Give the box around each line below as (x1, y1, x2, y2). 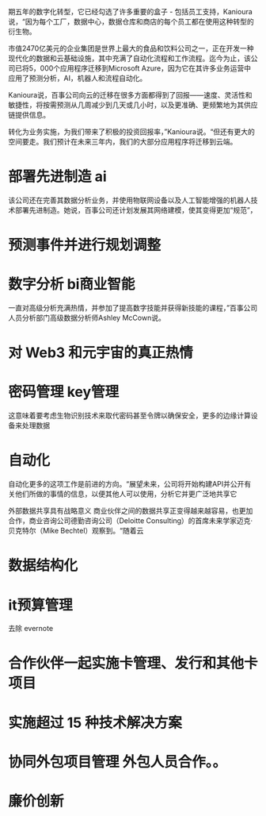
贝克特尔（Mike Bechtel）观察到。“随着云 (8, 526, 144, 536)
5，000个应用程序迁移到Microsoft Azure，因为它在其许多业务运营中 (28, 64, 252, 73)
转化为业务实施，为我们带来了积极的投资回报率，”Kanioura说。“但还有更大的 (8, 127, 256, 137)
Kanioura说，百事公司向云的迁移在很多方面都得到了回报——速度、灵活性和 (8, 90, 253, 99)
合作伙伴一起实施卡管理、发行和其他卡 (8, 654, 259, 672)
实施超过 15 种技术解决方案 (8, 714, 182, 732)
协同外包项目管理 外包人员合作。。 (8, 752, 227, 771)
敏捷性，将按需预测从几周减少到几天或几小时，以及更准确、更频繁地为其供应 (8, 100, 258, 110)
